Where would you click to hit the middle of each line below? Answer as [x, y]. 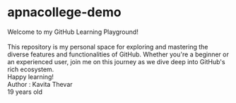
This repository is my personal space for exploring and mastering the [108, 47]
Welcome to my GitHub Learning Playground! [73, 32]
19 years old [25, 92]
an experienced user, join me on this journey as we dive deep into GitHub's [116, 61]
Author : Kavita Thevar [40, 84]
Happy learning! [31, 77]
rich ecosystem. [31, 69]
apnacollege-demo [64, 12]
